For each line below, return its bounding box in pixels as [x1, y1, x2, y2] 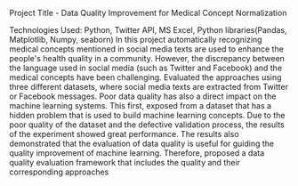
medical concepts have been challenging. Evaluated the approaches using [9, 72, 282, 83]
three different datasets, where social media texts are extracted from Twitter [9, 82, 289, 92]
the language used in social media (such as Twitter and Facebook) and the [9, 62, 283, 73]
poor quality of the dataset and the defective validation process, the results [9, 119, 285, 130]
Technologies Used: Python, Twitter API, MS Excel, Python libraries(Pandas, [9, 25, 287, 35]
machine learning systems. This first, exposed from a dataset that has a [9, 101, 272, 110]
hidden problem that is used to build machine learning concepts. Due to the [9, 110, 286, 120]
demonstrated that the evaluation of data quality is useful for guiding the [9, 138, 275, 149]
